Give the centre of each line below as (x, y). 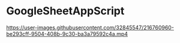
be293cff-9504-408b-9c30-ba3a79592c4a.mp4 (67, 33)
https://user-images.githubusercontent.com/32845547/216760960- (90, 27)
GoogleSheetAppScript (65, 11)
